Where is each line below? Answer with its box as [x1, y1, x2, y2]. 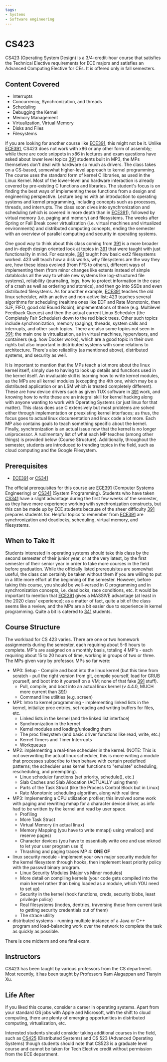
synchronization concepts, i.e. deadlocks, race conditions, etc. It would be [5, 587, 158, 593]
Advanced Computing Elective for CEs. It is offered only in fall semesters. [5, 66, 156, 72]
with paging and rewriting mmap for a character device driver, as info [12, 800, 155, 806]
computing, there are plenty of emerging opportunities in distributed [5, 1015, 146, 1021]
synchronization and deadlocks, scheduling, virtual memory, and [5, 517, 138, 523]
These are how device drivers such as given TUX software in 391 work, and [5, 389, 161, 395]
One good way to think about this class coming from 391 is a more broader [5, 241, 159, 247]
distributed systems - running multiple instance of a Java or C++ [12, 918, 146, 924]
